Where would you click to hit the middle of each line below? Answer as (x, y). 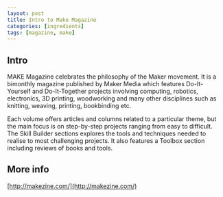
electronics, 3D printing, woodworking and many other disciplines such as (112, 98)
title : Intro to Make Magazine (52, 20)
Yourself (19, 91)
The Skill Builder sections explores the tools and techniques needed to (107, 133)
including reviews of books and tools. (60, 148)
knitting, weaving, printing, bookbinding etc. (69, 106)
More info (28, 169)
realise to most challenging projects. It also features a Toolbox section (106, 141)
